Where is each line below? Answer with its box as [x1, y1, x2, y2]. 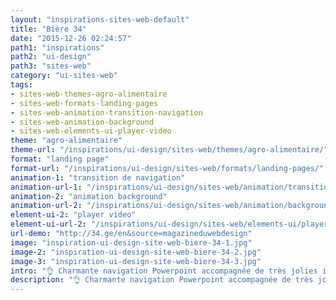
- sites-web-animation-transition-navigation [10, 107, 203, 118]
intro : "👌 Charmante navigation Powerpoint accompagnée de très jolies [10, 266, 318, 276]
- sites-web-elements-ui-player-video [10, 126, 172, 136]
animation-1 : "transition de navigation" [10, 172, 186, 183]
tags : [10, 80, 33, 90]
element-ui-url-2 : [10, 219, 87, 230]
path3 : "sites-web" [10, 61, 92, 71]
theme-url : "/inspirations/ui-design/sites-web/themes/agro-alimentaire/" [10, 145, 329, 155]
